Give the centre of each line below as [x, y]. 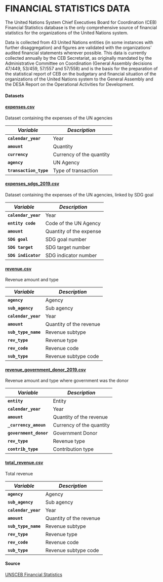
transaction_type [28, 170]
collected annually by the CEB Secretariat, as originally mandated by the [79, 58]
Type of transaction [75, 170]
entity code [22, 223]
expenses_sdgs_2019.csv [32, 184]
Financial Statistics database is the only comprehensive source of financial [81, 27]
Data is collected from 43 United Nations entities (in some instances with [79, 42]
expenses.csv [20, 107]
